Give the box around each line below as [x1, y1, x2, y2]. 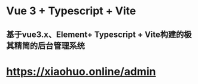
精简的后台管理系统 [14, 41, 85, 51]
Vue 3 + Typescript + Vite [6, 4, 136, 18]
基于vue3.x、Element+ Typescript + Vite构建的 [6, 29, 184, 39]
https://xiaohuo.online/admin [6, 64, 156, 78]
